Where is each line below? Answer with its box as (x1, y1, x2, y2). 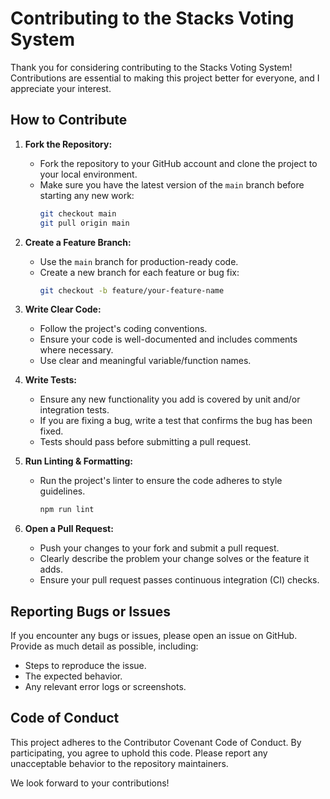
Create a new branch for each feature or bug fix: (39, 266, 240, 278)
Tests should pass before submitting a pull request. (39, 436, 252, 448)
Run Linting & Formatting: (24, 455, 133, 467)
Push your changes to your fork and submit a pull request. (39, 542, 280, 554)
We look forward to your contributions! (10, 777, 170, 789)
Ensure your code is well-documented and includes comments (39, 333, 298, 346)
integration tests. (39, 404, 110, 416)
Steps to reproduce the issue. (24, 660, 147, 672)
